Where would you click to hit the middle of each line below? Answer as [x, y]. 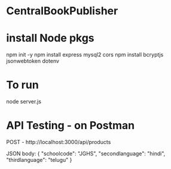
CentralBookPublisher [62, 11]
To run [22, 85]
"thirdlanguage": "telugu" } [39, 160]
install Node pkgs [50, 38]
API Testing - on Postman [71, 126]
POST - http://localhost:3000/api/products [59, 142]
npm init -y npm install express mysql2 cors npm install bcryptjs [85, 55]
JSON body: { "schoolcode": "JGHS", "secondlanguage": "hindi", [86, 154]
